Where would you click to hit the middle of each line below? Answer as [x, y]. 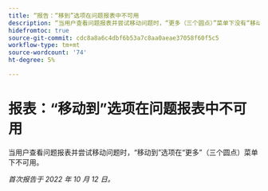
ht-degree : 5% [32, 60]
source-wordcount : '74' [48, 53]
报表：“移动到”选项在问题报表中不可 [128, 109]
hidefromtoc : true [39, 30]
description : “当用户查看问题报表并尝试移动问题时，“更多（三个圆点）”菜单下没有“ [129, 23]
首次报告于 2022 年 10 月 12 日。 [61, 179]
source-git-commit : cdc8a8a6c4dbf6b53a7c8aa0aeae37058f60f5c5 [114, 38]
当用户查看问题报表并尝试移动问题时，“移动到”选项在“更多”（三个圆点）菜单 [133, 152]
